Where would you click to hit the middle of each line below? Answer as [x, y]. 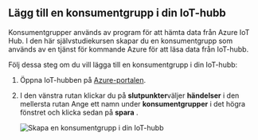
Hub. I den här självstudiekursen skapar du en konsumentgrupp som [121, 41]
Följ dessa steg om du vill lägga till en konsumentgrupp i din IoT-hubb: [123, 64]
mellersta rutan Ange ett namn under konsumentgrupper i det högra [132, 103]
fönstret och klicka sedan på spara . [79, 112]
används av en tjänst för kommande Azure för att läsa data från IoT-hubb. [129, 49]
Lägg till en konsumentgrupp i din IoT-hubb [117, 13]
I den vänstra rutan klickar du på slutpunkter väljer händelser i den [129, 95]
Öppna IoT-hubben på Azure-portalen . [82, 80]
